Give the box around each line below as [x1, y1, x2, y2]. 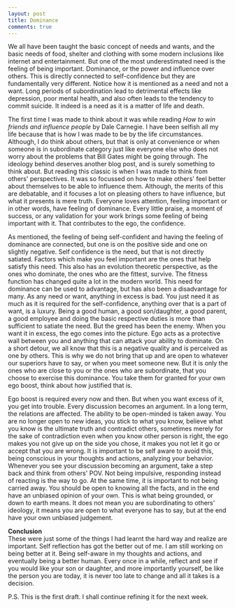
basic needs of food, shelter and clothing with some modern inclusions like [8, 50, 225, 58]
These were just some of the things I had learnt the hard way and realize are [8, 535, 228, 543]
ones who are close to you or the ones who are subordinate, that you [8, 366, 207, 375]
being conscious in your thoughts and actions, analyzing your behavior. [8, 454, 214, 463]
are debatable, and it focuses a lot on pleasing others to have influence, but [8, 189, 226, 198]
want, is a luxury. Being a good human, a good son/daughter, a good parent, [8, 307, 227, 315]
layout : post [8, 10, 46, 17]
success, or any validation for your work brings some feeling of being [8, 212, 208, 220]
